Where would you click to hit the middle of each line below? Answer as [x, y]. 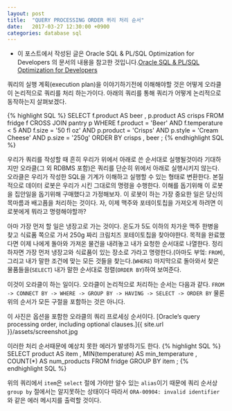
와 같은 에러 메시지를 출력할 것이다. [54, 401]
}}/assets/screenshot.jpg [43, 332]
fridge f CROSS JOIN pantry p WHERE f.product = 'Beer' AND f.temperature [115, 123]
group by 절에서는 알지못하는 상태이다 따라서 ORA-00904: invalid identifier [114, 392]
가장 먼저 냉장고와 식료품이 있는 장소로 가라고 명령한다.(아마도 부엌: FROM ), [125, 252]
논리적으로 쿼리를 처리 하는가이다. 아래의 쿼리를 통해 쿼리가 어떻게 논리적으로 [118, 93]
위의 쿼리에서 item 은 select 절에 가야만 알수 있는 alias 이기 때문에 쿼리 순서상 [113, 383]
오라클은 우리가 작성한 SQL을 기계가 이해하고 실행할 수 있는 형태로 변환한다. [109, 177]
